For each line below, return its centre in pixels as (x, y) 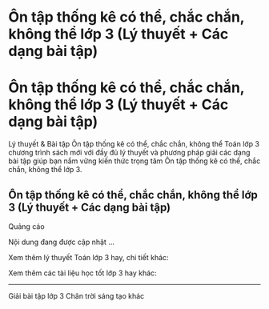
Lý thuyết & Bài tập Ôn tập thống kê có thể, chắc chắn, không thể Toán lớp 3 (134, 144)
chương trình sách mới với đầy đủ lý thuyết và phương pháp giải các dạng (129, 153)
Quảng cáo (27, 226)
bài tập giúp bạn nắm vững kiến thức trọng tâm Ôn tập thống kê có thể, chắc (134, 161)
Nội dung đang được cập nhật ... (61, 242)
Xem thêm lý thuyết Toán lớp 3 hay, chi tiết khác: (89, 257)
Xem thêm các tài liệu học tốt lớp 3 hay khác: (83, 273)
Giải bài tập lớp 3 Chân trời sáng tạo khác (76, 295)
